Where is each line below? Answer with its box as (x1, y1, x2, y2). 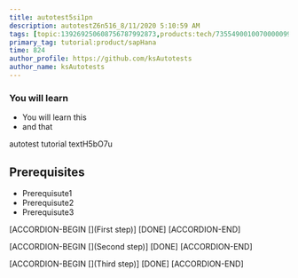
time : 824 (9, 46, 46, 55)
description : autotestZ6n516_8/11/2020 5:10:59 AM (9, 21, 200, 30)
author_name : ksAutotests (9, 63, 105, 72)
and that (21, 122, 53, 132)
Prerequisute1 (21, 187, 73, 198)
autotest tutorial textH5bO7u (9, 139, 114, 149)
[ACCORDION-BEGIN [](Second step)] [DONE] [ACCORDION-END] (9, 241, 253, 251)
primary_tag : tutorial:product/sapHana (9, 37, 157, 47)
